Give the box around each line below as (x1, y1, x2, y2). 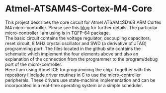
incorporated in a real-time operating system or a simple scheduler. (5, 82, 143, 88)
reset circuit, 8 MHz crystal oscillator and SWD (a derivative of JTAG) (5, 40, 147, 46)
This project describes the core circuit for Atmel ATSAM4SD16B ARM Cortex (5, 19, 162, 25)
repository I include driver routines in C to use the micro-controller (5, 72, 141, 78)
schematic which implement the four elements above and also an (5, 50, 138, 57)
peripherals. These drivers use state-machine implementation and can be (5, 77, 156, 83)
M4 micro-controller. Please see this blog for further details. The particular (5, 24, 158, 30)
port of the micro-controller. (5, 61, 63, 67)
